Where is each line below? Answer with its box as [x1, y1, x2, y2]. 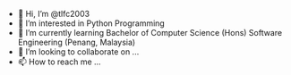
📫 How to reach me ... [17, 56, 101, 67]
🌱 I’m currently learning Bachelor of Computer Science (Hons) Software [17, 28, 283, 37]
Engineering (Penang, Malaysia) [17, 37, 136, 47]
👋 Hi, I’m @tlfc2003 [17, 9, 90, 19]
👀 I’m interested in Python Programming [17, 18, 166, 29]
